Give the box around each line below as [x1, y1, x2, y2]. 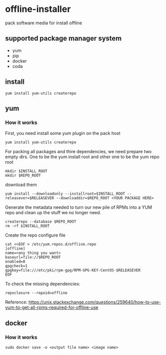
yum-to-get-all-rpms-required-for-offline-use [5, 304, 99, 310]
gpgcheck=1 [5, 264, 28, 269]
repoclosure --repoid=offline [5, 291, 68, 296]
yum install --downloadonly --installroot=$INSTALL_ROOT [5, 191, 125, 196]
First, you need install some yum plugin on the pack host [5, 130, 120, 136]
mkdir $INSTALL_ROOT [5, 169, 48, 174]
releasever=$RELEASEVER [5, 196, 55, 201]
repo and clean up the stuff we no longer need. [5, 210, 102, 216]
